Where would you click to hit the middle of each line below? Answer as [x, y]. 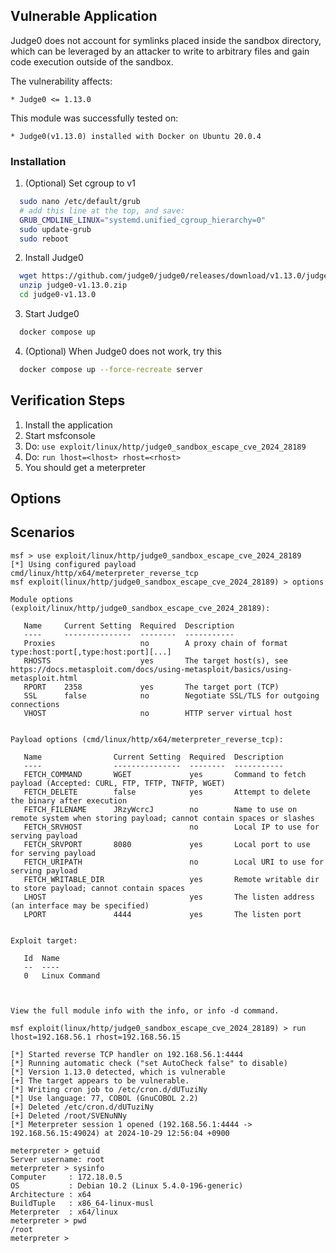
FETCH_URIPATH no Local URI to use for [174, 862]
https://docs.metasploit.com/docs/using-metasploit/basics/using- [151, 669]
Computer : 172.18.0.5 [66, 1177]
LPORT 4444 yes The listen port [162, 914]
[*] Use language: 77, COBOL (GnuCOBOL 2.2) [104, 1098]
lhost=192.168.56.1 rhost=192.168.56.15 [96, 1037]
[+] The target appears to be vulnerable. [100, 1080]
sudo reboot [44, 239]
